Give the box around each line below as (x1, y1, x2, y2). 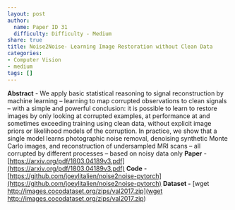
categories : (7, 50, 42, 57)
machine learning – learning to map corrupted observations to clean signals (7, 96, 227, 105)
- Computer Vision (7, 57, 61, 64)
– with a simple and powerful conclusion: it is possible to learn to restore (7, 104, 217, 112)
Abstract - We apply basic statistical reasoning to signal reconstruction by (7, 89, 224, 98)
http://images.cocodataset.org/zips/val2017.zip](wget (7, 187, 163, 195)
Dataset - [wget (162, 179, 210, 187)
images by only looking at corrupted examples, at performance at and (7, 111, 210, 120)
